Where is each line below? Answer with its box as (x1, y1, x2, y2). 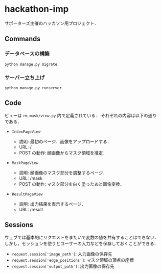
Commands (4, 35, 41, 43)
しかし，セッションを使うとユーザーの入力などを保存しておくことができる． (4, 240, 159, 246)
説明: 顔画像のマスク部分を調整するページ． (19, 170, 108, 175)
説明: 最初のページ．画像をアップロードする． (19, 138, 112, 144)
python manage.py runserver (4, 85, 62, 90)
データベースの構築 (4, 50, 50, 57)
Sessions (4, 221, 34, 229)
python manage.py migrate (4, 62, 57, 67)
